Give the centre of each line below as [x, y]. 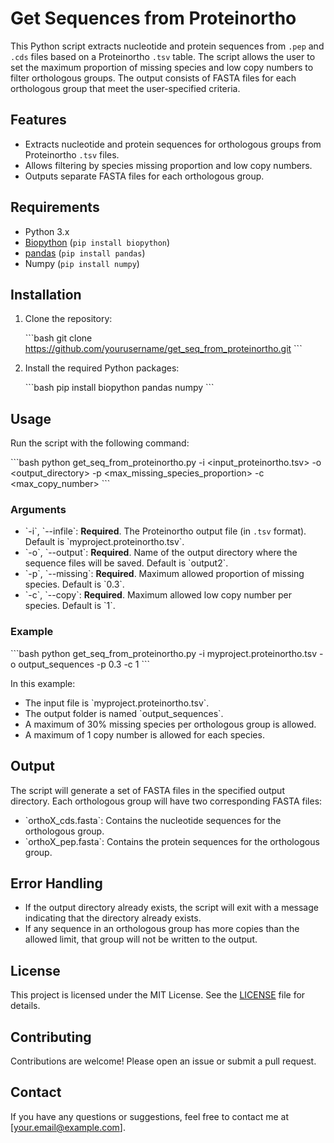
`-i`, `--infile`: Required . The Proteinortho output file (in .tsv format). [165, 531]
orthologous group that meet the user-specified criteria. [125, 88]
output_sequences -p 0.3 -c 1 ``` [84, 664]
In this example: [43, 683]
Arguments [38, 510]
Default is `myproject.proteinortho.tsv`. [104, 542]
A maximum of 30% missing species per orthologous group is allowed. [170, 724]
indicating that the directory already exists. [113, 918]
